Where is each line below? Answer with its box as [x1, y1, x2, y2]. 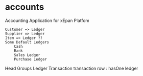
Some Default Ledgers [5, 39, 49, 45]
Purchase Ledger [14, 57, 48, 62]
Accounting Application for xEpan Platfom [5, 18, 90, 23]
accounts [5, 1, 44, 13]
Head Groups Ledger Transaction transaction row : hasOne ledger [5, 65, 139, 71]
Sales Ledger [14, 53, 41, 57]
